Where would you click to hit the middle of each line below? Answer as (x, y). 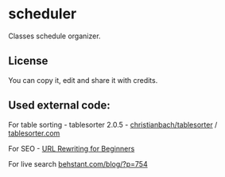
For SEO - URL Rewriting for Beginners (72, 148)
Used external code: (60, 106)
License (28, 61)
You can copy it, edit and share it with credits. (83, 80)
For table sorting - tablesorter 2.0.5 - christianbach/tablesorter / (113, 124)
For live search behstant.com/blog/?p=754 (78, 163)
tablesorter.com (34, 133)
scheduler (43, 14)
